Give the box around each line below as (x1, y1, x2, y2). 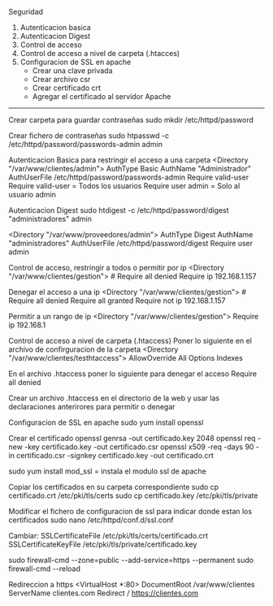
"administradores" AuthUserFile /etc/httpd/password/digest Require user (8, 239, 253, 248)
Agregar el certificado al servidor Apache (32, 92, 171, 101)
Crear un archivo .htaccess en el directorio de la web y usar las (8, 393, 220, 403)
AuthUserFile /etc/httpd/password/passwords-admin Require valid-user (8, 172, 249, 182)
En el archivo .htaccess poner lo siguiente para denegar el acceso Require (8, 369, 258, 379)
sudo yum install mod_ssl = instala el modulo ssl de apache (8, 466, 207, 476)
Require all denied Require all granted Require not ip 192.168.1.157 (8, 296, 226, 305)
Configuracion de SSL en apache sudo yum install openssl (8, 418, 204, 427)
